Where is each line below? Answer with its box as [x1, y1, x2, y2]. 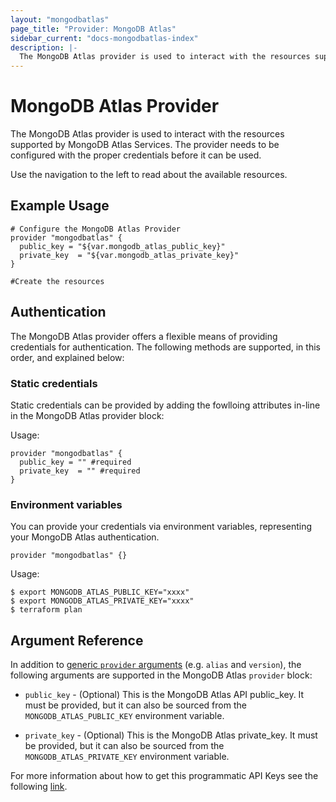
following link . [10, 781, 68, 793]
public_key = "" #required [19, 457, 132, 467]
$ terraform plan [10, 605, 83, 615]
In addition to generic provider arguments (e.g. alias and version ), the [10, 659, 302, 671]
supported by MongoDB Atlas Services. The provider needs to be [10, 139, 280, 151]
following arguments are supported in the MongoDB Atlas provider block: [10, 669, 313, 681]
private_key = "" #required [19, 466, 141, 476]
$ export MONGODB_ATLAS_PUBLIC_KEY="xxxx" [10, 587, 190, 598]
